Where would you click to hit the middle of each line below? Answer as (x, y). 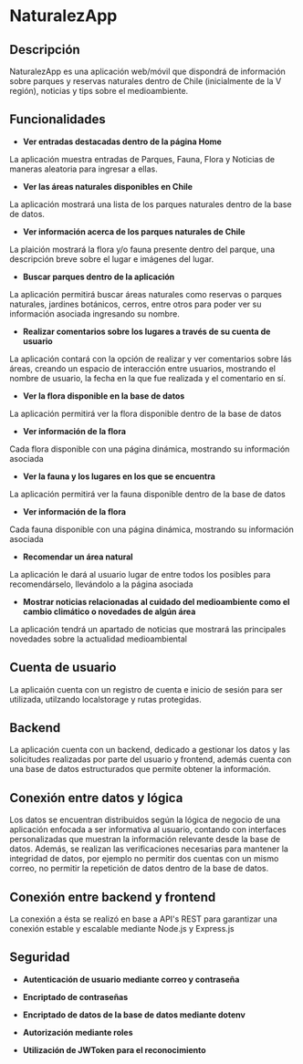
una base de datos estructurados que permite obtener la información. (140, 769)
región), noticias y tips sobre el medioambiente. (99, 91)
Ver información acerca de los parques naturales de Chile (134, 231)
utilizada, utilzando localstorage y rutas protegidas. (106, 699)
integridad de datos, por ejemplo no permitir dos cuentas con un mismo (144, 859)
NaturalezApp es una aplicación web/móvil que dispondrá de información (147, 71)
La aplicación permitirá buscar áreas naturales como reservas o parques (146, 294)
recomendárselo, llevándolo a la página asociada (101, 584)
